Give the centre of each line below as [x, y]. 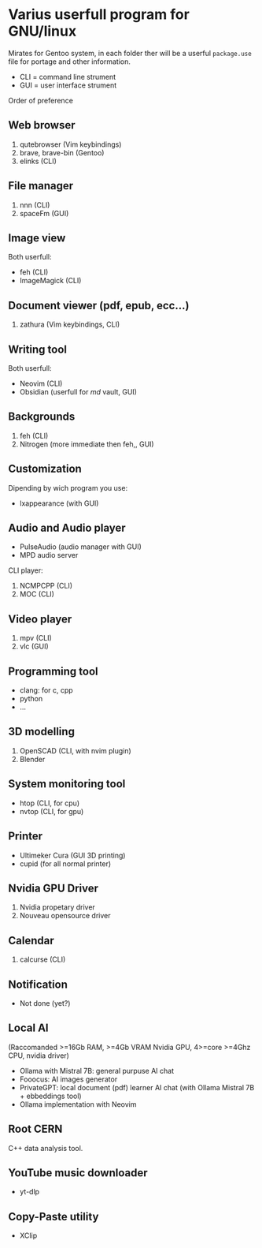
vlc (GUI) [34, 646]
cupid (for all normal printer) [65, 863]
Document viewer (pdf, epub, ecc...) [99, 305]
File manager [41, 186]
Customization [45, 469]
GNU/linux [42, 31]
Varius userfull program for [99, 15]
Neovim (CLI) [41, 383]
